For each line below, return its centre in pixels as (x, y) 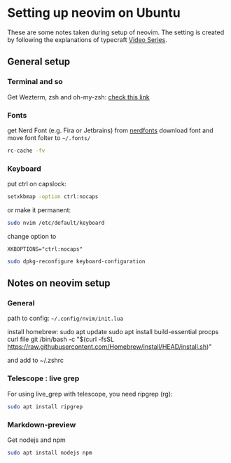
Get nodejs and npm (36, 440)
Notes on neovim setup (59, 283)
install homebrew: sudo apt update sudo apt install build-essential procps (113, 332)
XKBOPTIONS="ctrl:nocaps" (45, 249)
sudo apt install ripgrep (45, 407)
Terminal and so (35, 82)
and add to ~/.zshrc (36, 360)
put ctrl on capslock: (37, 184)
